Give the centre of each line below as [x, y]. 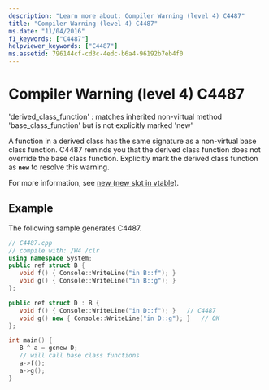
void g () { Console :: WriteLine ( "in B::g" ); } [98, 281]
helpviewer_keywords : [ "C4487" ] [63, 46]
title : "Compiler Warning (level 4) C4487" [83, 24]
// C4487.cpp [30, 243]
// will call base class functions [79, 356]
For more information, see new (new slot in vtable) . [94, 182]
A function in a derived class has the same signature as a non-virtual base [132, 141]
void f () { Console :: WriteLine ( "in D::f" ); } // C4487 [118, 310]
